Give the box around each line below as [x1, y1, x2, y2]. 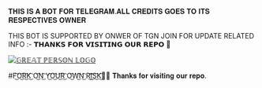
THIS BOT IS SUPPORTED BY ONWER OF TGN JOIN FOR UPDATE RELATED [8, 31, 255, 40]
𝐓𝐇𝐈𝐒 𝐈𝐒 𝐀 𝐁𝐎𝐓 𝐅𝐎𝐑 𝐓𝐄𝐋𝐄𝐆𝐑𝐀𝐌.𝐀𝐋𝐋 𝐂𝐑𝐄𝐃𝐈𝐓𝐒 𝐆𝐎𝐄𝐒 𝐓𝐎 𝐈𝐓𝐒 [8, 7, 211, 16]
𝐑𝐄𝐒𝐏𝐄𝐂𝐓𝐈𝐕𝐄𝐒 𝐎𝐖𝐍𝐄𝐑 [8, 16, 87, 24]
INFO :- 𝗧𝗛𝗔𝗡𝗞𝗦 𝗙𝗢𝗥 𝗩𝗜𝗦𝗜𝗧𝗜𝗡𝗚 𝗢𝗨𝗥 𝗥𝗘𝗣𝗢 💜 [8, 39, 171, 49]
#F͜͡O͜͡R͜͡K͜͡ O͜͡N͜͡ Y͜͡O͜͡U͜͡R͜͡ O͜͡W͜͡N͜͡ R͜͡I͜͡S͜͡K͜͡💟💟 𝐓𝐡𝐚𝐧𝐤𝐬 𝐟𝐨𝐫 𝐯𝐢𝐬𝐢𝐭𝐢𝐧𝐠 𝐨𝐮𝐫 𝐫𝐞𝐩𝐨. [8, 71, 207, 80]
